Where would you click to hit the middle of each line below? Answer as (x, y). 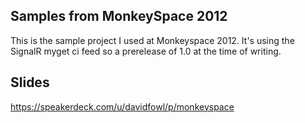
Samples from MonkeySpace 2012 (119, 16)
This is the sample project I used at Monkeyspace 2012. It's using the (152, 40)
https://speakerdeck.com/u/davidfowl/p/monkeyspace (122, 106)
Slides (30, 82)
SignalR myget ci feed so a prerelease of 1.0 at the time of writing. (146, 51)
